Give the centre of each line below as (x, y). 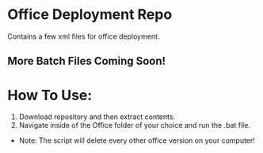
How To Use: (50, 95)
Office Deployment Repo (90, 15)
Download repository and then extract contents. (97, 117)
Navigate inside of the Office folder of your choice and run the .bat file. (135, 125)
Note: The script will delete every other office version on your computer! (137, 140)
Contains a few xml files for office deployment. (84, 36)
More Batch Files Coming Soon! (87, 61)
